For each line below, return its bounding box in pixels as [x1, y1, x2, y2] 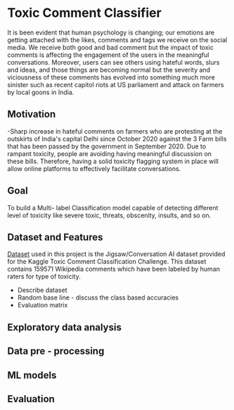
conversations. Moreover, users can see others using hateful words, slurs [7, 58, 220, 66]
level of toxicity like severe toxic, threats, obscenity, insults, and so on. [7, 211, 212, 219]
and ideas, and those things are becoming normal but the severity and [7, 65, 211, 74]
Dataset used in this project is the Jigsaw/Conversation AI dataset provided [7, 250, 226, 258]
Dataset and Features [7, 231, 103, 243]
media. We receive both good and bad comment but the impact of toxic [7, 43, 214, 51]
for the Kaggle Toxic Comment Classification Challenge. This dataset [7, 257, 207, 266]
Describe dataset [17, 286, 67, 295]
